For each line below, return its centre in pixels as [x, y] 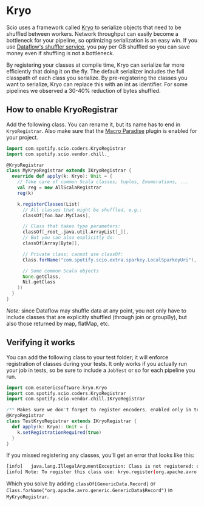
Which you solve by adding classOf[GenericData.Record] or [81, 484]
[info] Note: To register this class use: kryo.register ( [81, 472]
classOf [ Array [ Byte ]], [51, 243]
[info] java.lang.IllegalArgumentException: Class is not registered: [100, 467]
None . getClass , [42, 277]
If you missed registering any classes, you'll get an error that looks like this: [100, 455]
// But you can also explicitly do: [69, 238]
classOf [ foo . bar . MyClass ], [56, 215]
